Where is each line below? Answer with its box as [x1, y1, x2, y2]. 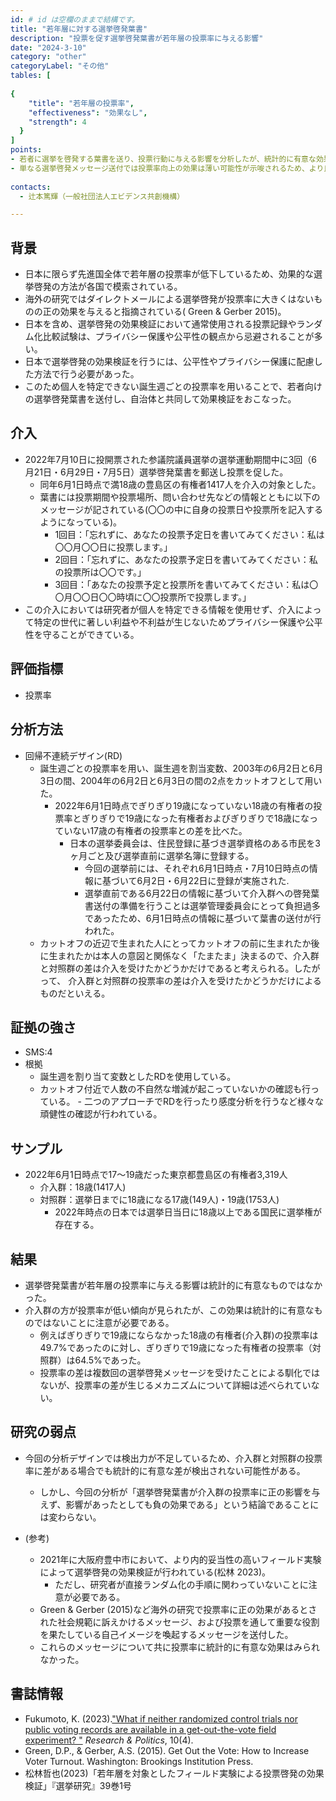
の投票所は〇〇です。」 [54, 566, 147, 578]
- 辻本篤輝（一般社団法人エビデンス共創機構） [19, 191, 185, 201]
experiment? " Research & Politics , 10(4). [24, 1734, 194, 1746]
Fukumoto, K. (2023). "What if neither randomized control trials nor [24, 1712, 298, 1725]
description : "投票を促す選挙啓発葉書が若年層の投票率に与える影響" [10, 33, 264, 43]
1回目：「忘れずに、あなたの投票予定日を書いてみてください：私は [54, 528, 325, 540]
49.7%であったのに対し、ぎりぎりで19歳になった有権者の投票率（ [39, 1341, 313, 1353]
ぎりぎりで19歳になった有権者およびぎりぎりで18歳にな [81, 812, 310, 824]
